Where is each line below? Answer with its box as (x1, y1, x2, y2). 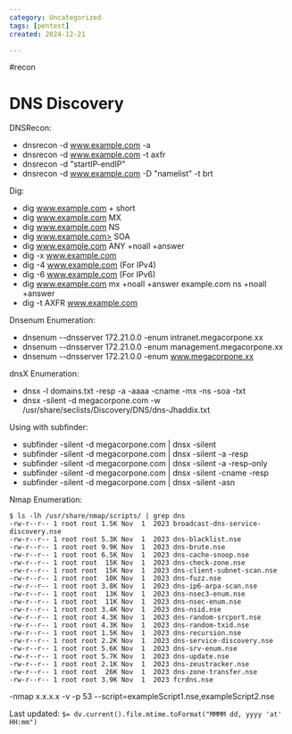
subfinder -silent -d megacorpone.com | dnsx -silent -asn (21, 477, 236, 488)
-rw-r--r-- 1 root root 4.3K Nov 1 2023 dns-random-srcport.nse (9, 613, 262, 623)
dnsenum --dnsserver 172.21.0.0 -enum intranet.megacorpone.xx (21, 332, 263, 343)
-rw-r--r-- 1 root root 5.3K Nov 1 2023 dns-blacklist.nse (9, 535, 242, 544)
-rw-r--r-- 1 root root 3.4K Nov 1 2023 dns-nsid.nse (9, 606, 221, 614)
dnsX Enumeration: (9, 368, 79, 379)
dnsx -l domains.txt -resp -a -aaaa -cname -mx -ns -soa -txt (21, 385, 246, 397)
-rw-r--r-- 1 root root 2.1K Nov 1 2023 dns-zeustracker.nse (9, 660, 250, 669)
